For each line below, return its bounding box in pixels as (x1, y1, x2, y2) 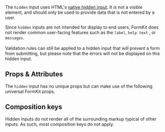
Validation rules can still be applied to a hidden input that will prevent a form (5, 45, 160, 51)
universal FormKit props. (5, 88, 55, 94)
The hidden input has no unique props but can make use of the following (5, 83, 153, 89)
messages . (5, 35, 25, 41)
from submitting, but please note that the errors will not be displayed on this (5, 50, 160, 56)
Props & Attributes (5, 70, 63, 79)
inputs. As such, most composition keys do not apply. (5, 121, 114, 127)
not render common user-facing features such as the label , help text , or (5, 30, 156, 35)
